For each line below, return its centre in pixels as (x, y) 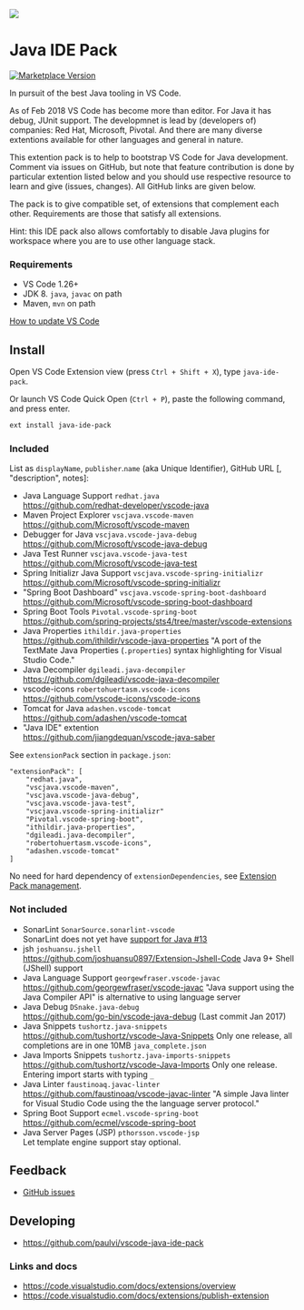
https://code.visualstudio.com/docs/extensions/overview (129, 1286)
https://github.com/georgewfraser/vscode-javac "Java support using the (158, 987)
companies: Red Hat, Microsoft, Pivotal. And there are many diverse (136, 130)
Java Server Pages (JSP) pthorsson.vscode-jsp (111, 1132)
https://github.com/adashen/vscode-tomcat (105, 718)
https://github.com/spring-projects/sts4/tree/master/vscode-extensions (157, 621)
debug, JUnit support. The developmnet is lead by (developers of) (133, 120)
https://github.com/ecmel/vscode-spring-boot (109, 1123)
